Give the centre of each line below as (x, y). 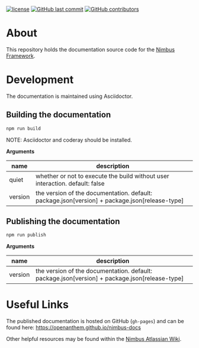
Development (40, 80)
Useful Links (38, 305)
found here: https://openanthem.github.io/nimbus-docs (73, 328)
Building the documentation (59, 115)
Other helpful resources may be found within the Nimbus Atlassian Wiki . (94, 339)
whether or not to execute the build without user (102, 176)
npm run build (24, 128)
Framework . (21, 56)
